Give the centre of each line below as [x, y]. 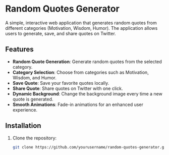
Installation [23, 126]
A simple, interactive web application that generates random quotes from [81, 23]
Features [19, 49]
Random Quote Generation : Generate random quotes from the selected [87, 62]
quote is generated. [33, 99]
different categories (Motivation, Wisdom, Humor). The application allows [81, 28]
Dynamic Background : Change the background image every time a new [87, 93]
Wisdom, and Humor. [34, 77]
